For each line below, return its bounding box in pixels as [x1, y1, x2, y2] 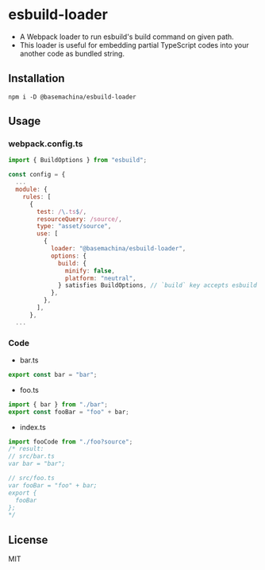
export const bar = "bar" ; [8, 370, 98, 378]
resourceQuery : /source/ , [36, 215, 123, 223]
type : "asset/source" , [36, 223, 112, 231]
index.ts [19, 422, 46, 432]
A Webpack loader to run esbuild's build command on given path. [19, 32, 234, 41]
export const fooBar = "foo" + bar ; [8, 408, 129, 416]
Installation [8, 72, 65, 85]
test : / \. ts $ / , [36, 207, 87, 215]
